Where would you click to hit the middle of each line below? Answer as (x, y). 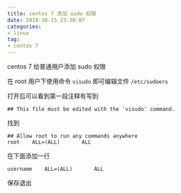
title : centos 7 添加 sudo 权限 (52, 14)
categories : (24, 26)
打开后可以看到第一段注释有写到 (53, 96)
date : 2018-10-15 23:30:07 (46, 20)
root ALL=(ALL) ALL (49, 142)
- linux (18, 33)
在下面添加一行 (28, 156)
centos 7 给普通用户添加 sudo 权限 (57, 66)
